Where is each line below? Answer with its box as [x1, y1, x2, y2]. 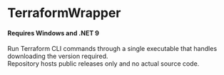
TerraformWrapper [7, 5, 121, 21]
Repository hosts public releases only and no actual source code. [7, 59, 200, 68]
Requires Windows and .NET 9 [7, 28, 100, 37]
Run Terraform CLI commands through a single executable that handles [7, 45, 218, 53]
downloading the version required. [7, 52, 108, 61]
